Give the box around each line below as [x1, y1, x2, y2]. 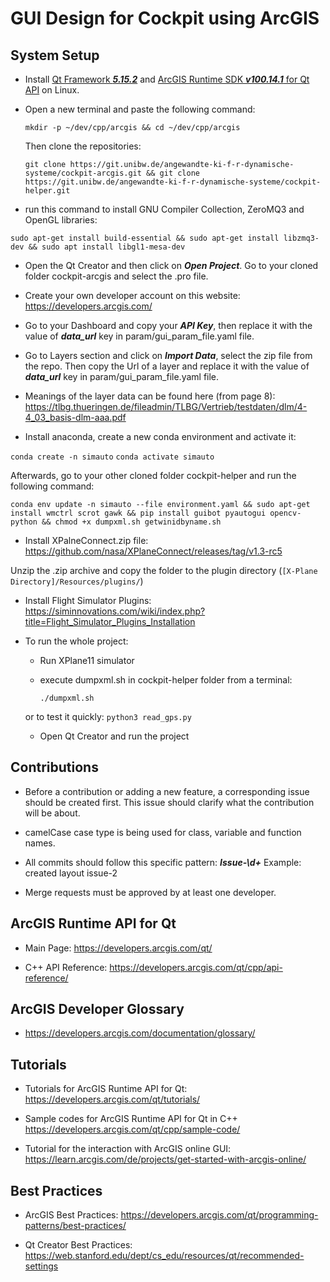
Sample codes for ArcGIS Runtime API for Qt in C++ [24, 1113, 238, 1125]
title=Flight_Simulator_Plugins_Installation [24, 616, 196, 627]
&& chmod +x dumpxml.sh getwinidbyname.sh [41, 517, 222, 527]
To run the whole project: [24, 635, 129, 647]
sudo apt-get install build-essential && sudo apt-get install [10, 233, 280, 243]
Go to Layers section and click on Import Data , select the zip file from [24, 350, 313, 361]
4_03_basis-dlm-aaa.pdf [24, 412, 127, 423]
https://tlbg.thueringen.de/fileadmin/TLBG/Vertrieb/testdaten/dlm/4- [24, 401, 308, 412]
